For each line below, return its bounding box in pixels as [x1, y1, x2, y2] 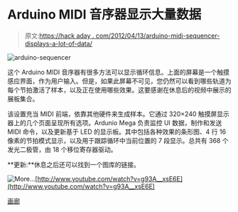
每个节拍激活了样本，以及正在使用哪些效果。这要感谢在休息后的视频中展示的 [7, 85, 232, 94]
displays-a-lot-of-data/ [24, 39, 92, 48]
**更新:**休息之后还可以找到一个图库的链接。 [7, 160, 141, 169]
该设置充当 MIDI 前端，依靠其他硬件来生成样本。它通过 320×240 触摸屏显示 [7, 110, 229, 118]
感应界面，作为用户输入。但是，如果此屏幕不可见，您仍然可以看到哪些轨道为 [7, 76, 232, 85]
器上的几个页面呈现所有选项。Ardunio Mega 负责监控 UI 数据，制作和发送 [7, 118, 222, 127]
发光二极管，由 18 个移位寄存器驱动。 [7, 145, 117, 154]
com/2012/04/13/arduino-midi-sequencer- [95, 31, 220, 40]
